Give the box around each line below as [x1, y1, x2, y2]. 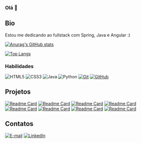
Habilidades [5, 63, 34, 70]
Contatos [5, 120, 34, 128]
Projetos [5, 88, 31, 96]
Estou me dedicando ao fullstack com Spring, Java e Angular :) [5, 32, 130, 38]
